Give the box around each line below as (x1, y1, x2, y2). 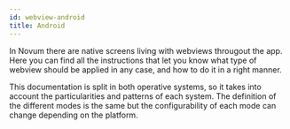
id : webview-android (9, 12, 86, 22)
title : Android (9, 21, 66, 30)
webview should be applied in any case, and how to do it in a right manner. (9, 64, 282, 75)
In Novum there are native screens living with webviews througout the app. (9, 45, 283, 56)
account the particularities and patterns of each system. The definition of (9, 90, 277, 102)
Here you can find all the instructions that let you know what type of (9, 55, 257, 65)
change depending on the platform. (9, 110, 139, 120)
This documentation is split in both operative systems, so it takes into (9, 81, 262, 92)
